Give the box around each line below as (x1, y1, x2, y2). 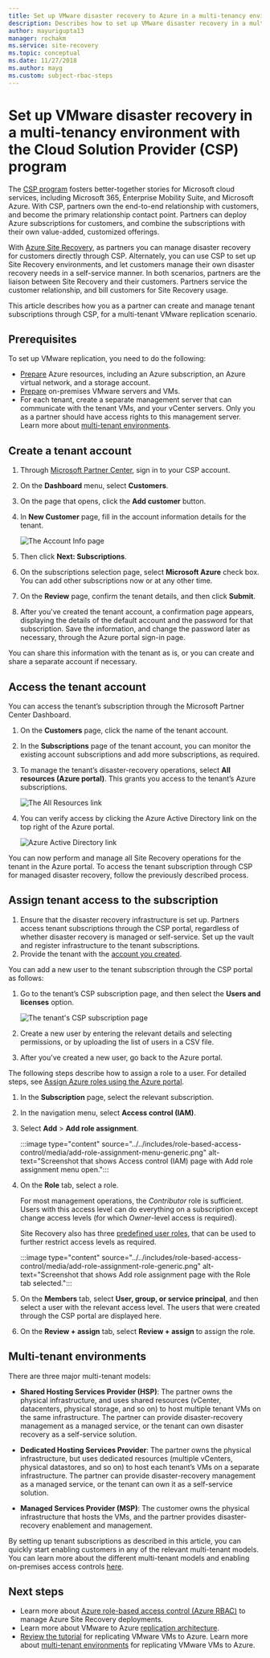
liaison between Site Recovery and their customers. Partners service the (8, 277, 247, 286)
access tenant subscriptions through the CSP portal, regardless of (19, 923, 239, 933)
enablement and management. (51, 1521, 153, 1530)
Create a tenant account (8, 444, 133, 458)
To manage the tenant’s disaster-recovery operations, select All (19, 765, 231, 774)
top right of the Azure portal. (19, 822, 115, 831)
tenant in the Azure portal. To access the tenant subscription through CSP (8, 862, 253, 871)
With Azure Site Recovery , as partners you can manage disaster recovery (8, 242, 252, 252)
